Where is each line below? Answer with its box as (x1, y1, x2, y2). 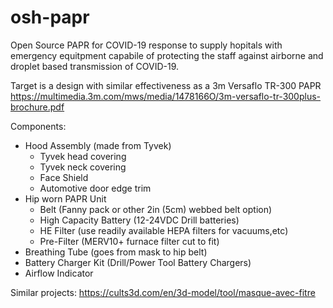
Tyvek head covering (39, 150, 127, 162)
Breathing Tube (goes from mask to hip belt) (24, 246, 208, 258)
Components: (10, 120, 67, 132)
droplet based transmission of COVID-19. (10, 60, 180, 72)
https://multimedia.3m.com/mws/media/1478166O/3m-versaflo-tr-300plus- (10, 90, 322, 102)
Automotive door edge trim (39, 182, 152, 194)
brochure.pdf (10, 101, 65, 113)
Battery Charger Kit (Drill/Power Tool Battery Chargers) (24, 256, 252, 268)
